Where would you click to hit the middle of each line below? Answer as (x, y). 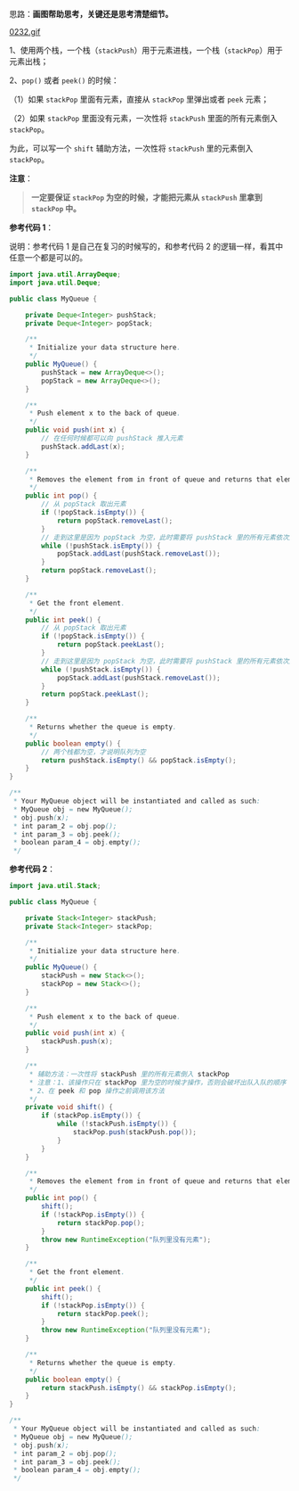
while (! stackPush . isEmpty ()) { (117, 1124)
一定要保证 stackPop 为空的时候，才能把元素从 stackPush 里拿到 (146, 197)
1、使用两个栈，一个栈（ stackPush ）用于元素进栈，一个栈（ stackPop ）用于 (146, 50)
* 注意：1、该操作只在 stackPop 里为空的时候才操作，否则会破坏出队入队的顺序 (158, 1083)
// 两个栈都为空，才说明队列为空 (94, 752)
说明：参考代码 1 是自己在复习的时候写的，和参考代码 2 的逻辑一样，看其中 (146, 246)
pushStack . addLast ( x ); (83, 446)
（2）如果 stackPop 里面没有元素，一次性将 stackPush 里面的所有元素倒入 (144, 118)
